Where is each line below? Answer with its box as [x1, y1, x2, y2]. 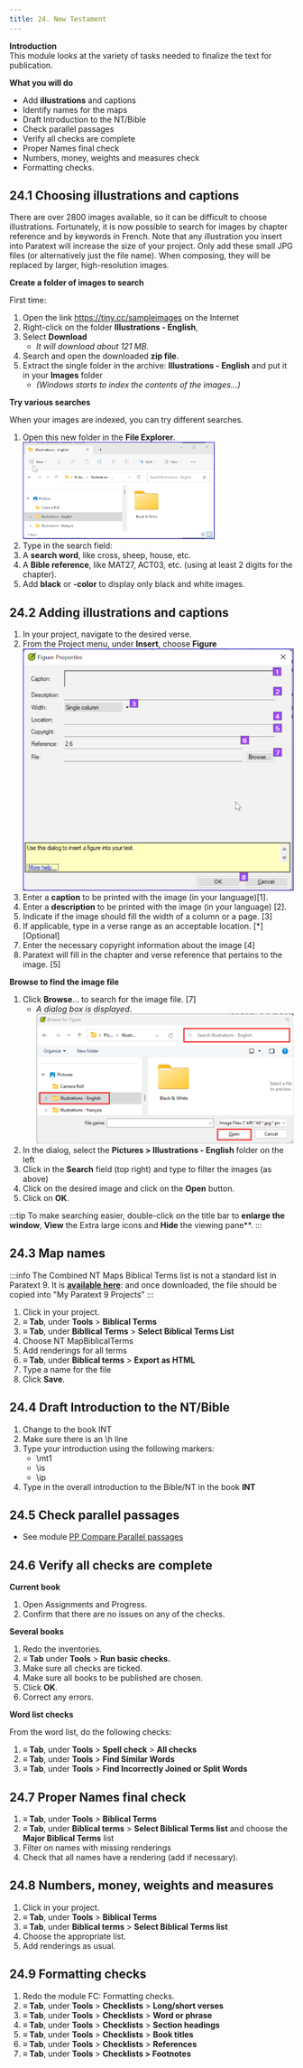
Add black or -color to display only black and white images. [22, 579, 245, 590]
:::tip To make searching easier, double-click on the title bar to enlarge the [9, 1210, 286, 1221]
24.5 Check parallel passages [9, 1507, 180, 1523]
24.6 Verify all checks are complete [9, 1558, 213, 1573]
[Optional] [22, 930, 60, 941]
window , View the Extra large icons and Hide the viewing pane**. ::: [9, 1219, 263, 1230]
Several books [9, 1626, 65, 1637]
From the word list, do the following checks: [9, 1727, 172, 1737]
